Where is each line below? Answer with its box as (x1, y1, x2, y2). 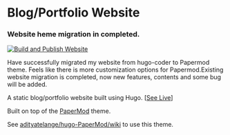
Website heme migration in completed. (7, 30, 140, 39)
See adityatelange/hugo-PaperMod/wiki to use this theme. (7, 121, 174, 129)
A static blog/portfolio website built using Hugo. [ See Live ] (7, 94, 173, 102)
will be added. (7, 81, 48, 89)
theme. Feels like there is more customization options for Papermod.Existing (7, 65, 224, 74)
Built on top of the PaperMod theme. (7, 107, 111, 115)
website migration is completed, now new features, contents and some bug (7, 73, 222, 81)
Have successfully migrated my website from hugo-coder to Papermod (7, 59, 210, 67)
